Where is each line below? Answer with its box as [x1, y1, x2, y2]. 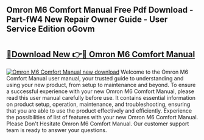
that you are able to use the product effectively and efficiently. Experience [6, 107, 192, 114]
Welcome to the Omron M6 [121, 68, 189, 75]
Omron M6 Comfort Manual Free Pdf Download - [6, 5, 194, 15]
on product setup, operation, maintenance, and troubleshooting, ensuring [6, 100, 191, 108]
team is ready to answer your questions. [6, 127, 107, 133]
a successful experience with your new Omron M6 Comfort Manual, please [6, 88, 195, 95]
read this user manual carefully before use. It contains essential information [6, 94, 196, 101]
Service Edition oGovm [6, 24, 96, 34]
